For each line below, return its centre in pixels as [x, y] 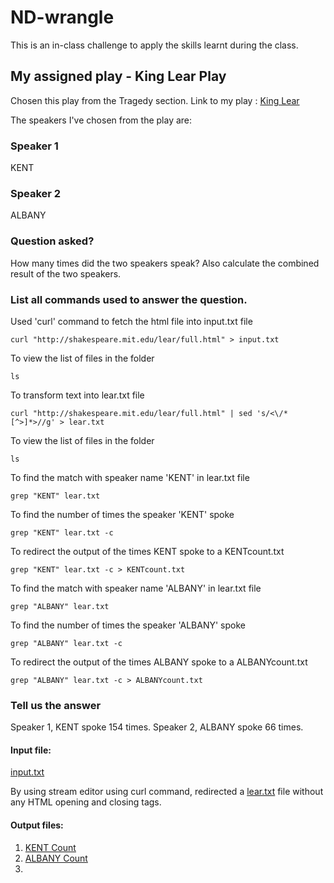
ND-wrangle [62, 17]
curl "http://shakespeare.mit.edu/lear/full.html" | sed [131, 413]
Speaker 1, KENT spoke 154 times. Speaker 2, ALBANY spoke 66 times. [157, 727]
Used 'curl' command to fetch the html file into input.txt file [131, 321]
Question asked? [52, 241]
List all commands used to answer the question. [129, 299]
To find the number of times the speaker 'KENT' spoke [122, 514]
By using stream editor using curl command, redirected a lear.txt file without [167, 792]
